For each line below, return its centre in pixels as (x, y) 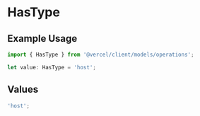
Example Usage (42, 39)
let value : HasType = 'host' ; (52, 67)
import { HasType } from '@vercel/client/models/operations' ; (101, 54)
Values (23, 89)
